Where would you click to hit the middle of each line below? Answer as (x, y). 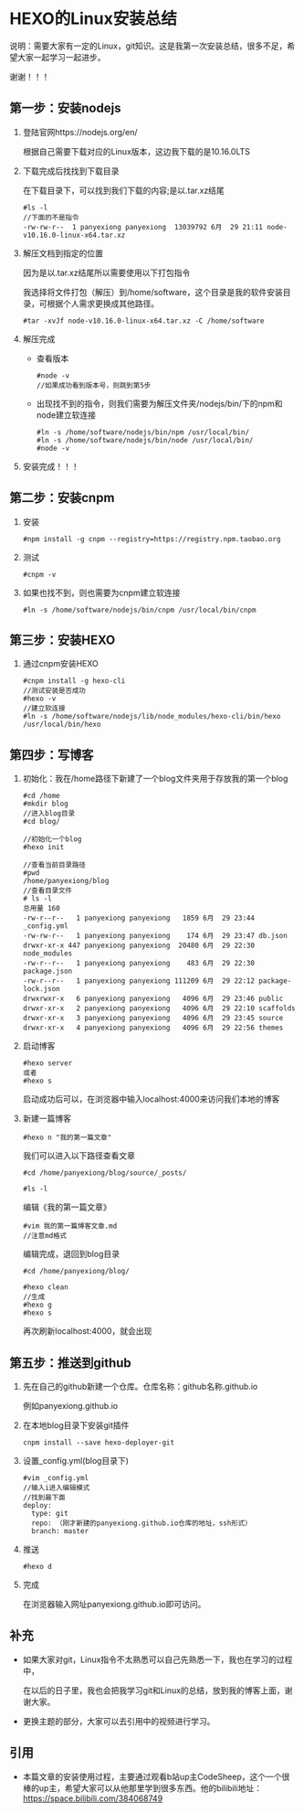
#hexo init (43, 848)
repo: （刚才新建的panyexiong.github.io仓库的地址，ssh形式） (142, 1523)
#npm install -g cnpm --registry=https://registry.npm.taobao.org (152, 539)
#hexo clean (45, 1287)
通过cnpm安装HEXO (60, 664)
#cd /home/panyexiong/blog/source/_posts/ (105, 1173)
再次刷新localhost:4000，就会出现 (87, 1331)
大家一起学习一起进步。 (61, 57)
